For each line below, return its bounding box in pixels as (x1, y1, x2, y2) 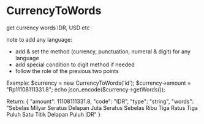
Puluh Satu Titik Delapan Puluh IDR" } (6, 110, 101, 118)
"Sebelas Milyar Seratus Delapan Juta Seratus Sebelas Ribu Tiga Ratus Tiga (6, 104, 198, 111)
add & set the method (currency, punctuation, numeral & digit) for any (15, 47, 191, 55)
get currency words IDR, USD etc (6, 24, 90, 31)
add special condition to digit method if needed (15, 61, 135, 68)
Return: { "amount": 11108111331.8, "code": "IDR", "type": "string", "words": (6, 98, 194, 105)
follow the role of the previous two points (15, 67, 119, 74)
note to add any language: (6, 36, 72, 43)
